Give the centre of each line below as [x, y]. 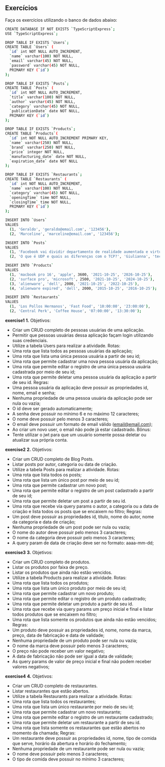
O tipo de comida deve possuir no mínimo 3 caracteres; [68, 759]
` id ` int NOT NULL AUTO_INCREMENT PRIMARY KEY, [59, 138]
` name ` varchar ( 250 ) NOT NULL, [41, 143]
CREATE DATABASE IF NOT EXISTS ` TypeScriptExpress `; [60, 29]
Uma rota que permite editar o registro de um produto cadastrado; [79, 598]
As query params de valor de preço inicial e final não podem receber [82, 661]
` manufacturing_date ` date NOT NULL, [48, 157]
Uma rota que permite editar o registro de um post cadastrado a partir [83, 490]
